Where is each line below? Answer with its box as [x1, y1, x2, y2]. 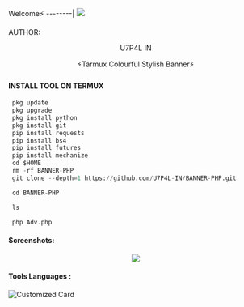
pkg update [11, 99, 48, 107]
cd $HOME [11, 159, 42, 168]
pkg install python [11, 113, 78, 122]
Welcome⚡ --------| [8, 9, 75, 18]
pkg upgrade [11, 106, 53, 115]
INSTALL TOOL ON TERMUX [8, 81, 104, 91]
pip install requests [11, 129, 85, 137]
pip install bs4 [11, 136, 67, 145]
